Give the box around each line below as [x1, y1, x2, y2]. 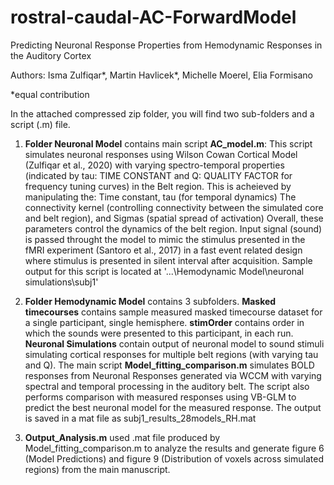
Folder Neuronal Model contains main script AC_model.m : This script [24, 137, 313, 150]
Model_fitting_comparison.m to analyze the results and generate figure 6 [24, 442, 325, 454]
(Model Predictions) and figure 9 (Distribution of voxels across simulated [24, 452, 324, 465]
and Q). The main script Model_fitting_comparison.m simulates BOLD [24, 359, 315, 371]
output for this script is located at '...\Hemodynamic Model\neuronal [24, 265, 305, 277]
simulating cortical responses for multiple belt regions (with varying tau [24, 348, 319, 360]
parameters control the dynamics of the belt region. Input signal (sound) [24, 222, 323, 235]
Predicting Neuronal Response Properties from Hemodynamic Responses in [10, 39, 323, 51]
